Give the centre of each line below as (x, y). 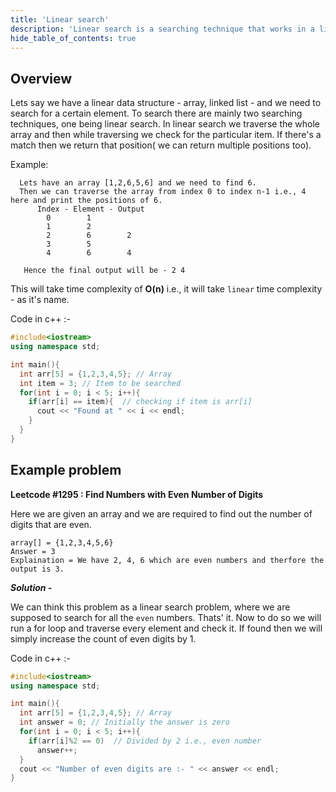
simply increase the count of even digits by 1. (103, 638)
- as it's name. (40, 300)
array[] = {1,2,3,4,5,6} (62, 542)
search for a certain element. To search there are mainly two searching (156, 113)
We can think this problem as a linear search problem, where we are (150, 607)
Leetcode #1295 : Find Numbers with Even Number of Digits (137, 494)
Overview (41, 78)
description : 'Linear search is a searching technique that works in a (162, 29)
